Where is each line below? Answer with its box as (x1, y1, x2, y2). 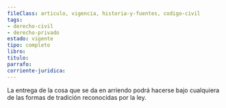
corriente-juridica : (7, 67, 66, 74)
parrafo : (7, 61, 32, 68)
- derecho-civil (7, 23, 53, 29)
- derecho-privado (7, 29, 60, 36)
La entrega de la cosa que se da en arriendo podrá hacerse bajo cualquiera (7, 86, 220, 94)
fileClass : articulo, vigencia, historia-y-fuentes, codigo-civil (7, 10, 201, 17)
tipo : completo (7, 42, 51, 49)
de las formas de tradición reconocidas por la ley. (7, 93, 147, 101)
